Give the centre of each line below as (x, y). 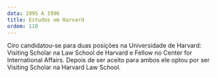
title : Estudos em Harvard (46, 20)
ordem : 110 (23, 26)
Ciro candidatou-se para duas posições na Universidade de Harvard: (104, 46)
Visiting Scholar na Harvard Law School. (64, 67)
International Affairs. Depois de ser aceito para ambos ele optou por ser (108, 60)
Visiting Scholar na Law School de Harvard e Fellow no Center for (100, 53)
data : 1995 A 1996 (33, 13)
